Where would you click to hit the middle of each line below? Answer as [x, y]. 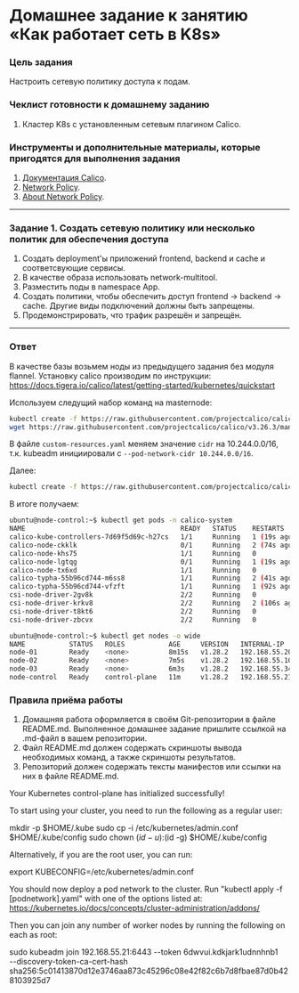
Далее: [23, 471]
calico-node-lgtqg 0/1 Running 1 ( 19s [143, 562]
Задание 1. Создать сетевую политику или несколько [132, 228]
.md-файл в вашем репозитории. [85, 738]
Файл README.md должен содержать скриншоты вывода [132, 748]
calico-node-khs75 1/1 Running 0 [133, 553]
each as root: [33, 935]
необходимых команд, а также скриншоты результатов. [129, 757]
